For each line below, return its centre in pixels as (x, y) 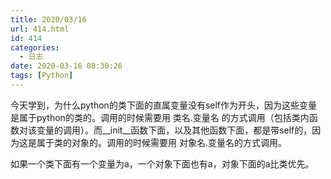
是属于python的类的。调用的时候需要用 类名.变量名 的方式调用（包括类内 (160, 117)
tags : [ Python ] (42, 76)
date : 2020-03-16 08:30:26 (66, 66)
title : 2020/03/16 (48, 19)
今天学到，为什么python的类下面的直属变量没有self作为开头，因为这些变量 (164, 105)
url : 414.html (40, 29)
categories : (35, 47)
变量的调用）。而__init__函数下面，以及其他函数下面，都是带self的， (174, 130)
